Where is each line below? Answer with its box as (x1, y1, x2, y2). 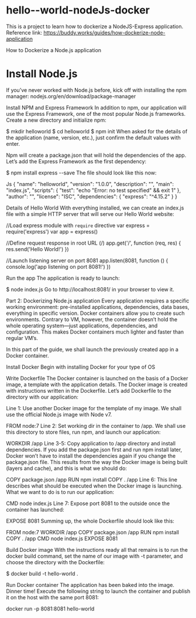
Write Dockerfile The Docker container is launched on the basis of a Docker (6, 375, 188, 382)
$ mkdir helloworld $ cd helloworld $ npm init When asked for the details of (6, 128, 188, 135)
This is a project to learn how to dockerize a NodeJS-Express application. (6, 23, 184, 30)
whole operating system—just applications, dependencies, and (6, 322, 158, 329)
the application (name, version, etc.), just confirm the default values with (6, 134, 181, 141)
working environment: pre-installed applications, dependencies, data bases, (6, 303, 190, 310)
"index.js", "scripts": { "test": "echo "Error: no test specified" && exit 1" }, (6, 187, 181, 194)
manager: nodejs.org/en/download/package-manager (6, 92, 136, 99)
